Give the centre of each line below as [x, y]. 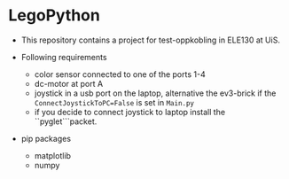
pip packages [46, 138]
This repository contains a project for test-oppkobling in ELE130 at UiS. [151, 40]
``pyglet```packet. [66, 121]
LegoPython [55, 16]
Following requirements [64, 57]
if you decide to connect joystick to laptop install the [130, 112]
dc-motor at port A [69, 83]
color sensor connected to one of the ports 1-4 [120, 74]
